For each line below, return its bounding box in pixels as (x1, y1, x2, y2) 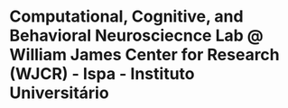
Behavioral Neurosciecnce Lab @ (9, 25, 264, 46)
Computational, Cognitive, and (9, 6, 244, 27)
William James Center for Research (9, 45, 280, 65)
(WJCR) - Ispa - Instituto (9, 64, 195, 85)
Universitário (9, 83, 110, 103)
